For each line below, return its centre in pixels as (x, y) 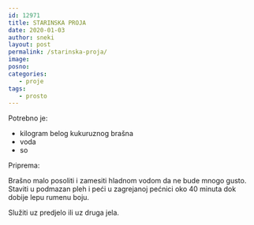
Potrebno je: (28, 118)
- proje (31, 81)
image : (19, 60)
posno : (19, 67)
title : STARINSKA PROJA (47, 23)
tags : (17, 89)
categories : (28, 74)
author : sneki (32, 37)
